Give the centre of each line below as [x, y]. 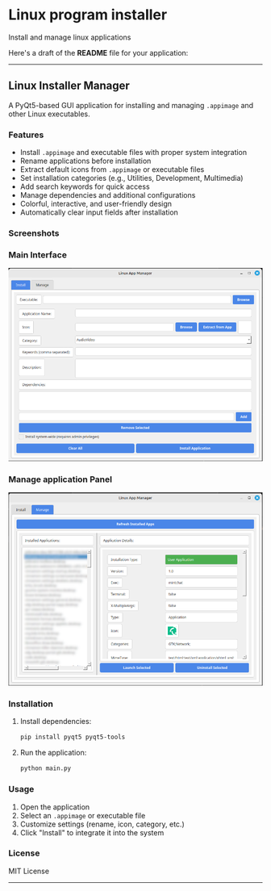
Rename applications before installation [85, 161]
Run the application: [53, 753]
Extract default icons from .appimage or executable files [112, 169]
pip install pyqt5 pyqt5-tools [73, 737]
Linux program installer [88, 15]
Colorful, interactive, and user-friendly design [96, 204]
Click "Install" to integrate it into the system [92, 832]
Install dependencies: [56, 722]
